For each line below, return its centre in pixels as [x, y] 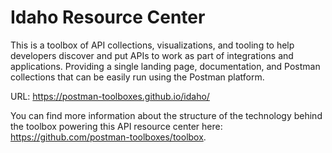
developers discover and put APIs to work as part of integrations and [152, 55]
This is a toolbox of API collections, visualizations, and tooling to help [152, 45]
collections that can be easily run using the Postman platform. [137, 77]
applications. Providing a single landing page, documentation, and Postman [165, 66]
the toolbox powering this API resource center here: [116, 126]
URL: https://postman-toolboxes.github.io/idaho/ [110, 96]
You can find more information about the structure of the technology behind [166, 115]
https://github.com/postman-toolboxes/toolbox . [108, 137]
